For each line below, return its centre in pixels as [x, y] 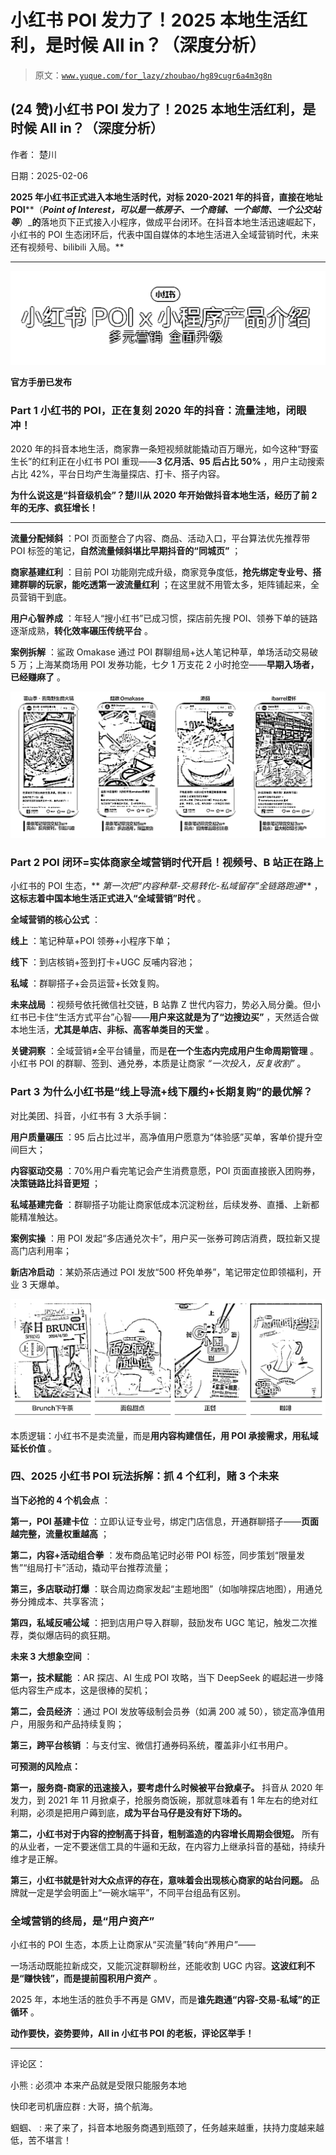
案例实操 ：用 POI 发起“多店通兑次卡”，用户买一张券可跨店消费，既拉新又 [161, 1238]
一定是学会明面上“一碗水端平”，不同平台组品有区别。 [137, 1892]
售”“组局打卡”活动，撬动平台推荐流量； [91, 1567]
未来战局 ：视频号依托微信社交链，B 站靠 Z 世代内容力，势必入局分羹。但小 [165, 1005]
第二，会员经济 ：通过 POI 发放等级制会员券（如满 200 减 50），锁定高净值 [163, 1711]
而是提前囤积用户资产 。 [113, 1978]
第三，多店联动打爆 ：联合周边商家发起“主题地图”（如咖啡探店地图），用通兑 [166, 1588]
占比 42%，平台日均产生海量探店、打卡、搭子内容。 [118, 474]
